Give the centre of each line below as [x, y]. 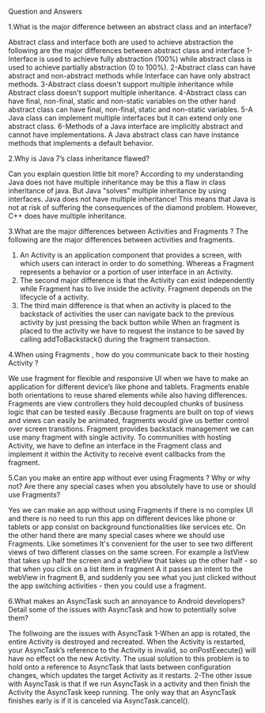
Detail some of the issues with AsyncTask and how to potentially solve [123, 610]
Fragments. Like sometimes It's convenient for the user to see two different [131, 543]
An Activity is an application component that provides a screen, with [131, 255]
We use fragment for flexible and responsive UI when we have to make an [129, 378]
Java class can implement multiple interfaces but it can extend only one [125, 118]
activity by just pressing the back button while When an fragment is [129, 322]
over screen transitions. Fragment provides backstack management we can [131, 429]
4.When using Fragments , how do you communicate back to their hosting [129, 355]
